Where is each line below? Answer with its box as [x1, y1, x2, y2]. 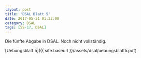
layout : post [5, 7, 31, 12]
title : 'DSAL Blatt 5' [5, 12, 51, 16]
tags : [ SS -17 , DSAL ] [5, 25, 47, 30]
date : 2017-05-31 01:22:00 [5, 16, 59, 21]
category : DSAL [5, 20, 36, 26]
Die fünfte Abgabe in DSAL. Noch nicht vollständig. [5, 38, 107, 44]
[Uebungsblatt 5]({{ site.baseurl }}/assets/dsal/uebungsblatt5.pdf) [5, 48, 137, 54]
